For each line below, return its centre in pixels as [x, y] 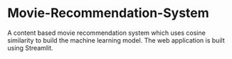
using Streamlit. [30, 48]
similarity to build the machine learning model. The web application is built [116, 40]
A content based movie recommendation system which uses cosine [107, 33]
